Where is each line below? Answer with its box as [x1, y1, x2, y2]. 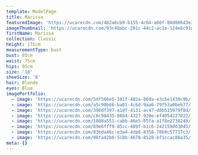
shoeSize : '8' [6, 74, 41, 80]
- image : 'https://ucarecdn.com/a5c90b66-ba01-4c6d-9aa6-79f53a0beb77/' [11, 101, 194, 108]
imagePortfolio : [6, 91, 46, 97]
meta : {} [6, 140, 28, 146]
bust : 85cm [6, 52, 33, 58]
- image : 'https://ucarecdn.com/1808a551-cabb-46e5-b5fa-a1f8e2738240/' [11, 118, 194, 124]
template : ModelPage [6, 8, 57, 15]
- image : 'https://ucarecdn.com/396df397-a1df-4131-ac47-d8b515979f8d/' [11, 107, 194, 113]
